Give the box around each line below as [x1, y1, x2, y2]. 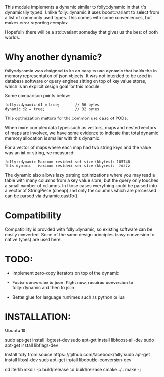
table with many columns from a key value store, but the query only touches [5, 177, 159, 183]
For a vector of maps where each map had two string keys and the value [5, 144, 151, 150]
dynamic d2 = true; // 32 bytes [5, 106, 99, 112]
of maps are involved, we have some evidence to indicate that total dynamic [5, 130, 159, 136]
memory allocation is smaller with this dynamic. [5, 135, 101, 141]
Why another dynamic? [5, 51, 102, 63]
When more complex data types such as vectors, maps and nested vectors [5, 124, 157, 130]
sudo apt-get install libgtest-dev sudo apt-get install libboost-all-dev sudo [5, 337, 154, 343]
